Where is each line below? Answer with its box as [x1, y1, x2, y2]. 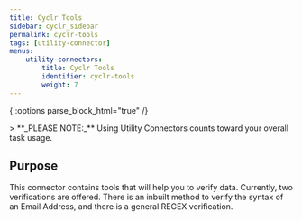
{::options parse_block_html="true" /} [9, 105, 149, 115]
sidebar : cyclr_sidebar [9, 22, 99, 31]
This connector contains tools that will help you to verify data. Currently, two [9, 182, 293, 193]
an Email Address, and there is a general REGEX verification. [9, 201, 233, 212]
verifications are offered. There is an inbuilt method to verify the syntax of [9, 191, 284, 203]
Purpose [9, 159, 59, 174]
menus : [9, 47, 34, 56]
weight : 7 [41, 80, 78, 89]
